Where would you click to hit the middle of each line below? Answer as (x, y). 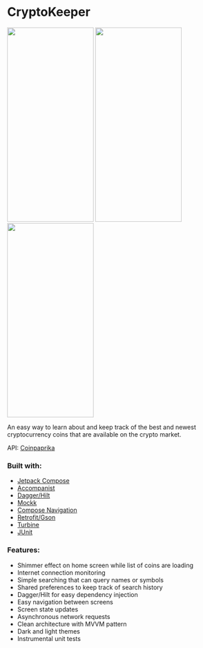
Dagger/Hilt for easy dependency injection (77, 594)
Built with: (25, 466)
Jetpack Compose (43, 481)
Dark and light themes (49, 631)
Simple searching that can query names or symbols (90, 580)
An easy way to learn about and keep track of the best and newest (102, 427)
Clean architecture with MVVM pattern (72, 624)
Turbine (28, 525)
